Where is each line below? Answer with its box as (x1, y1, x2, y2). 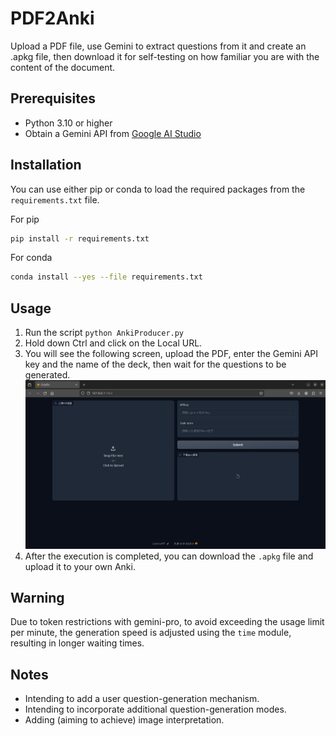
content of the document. (10, 61, 116, 73)
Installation (10, 157, 82, 174)
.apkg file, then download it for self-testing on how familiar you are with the (10, 50, 320, 62)
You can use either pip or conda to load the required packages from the (10, 183, 306, 195)
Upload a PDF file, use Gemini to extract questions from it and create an (10, 40, 307, 52)
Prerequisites (10, 90, 96, 107)
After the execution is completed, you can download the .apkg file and (24, 550, 314, 562)
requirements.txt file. (10, 193, 100, 206)
